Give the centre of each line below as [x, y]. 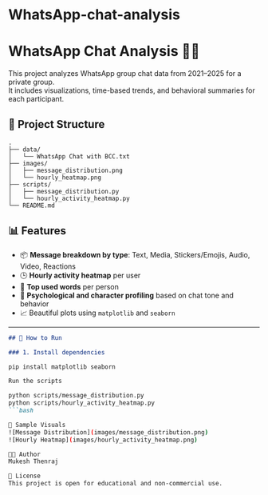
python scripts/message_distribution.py [77, 396]
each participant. [36, 99]
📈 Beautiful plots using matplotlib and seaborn [97, 313]
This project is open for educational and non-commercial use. [116, 484]
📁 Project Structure [57, 124]
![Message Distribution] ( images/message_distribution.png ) [108, 432]
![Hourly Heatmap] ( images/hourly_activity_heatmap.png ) [103, 440]
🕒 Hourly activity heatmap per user [80, 275]
